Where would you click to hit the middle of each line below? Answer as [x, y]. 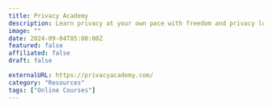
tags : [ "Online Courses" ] [52, 90]
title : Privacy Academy [49, 16]
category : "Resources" [47, 82]
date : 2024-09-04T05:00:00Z [56, 38]
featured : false [36, 46]
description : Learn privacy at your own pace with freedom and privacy [132, 23]
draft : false [30, 61]
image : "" [25, 31]
